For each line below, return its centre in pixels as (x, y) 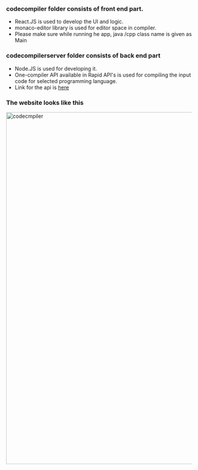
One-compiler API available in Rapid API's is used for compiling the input (103, 75)
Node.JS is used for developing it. (56, 68)
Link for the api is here (42, 87)
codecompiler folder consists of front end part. (75, 9)
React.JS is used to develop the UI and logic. (69, 22)
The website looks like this (45, 102)
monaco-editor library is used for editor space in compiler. (85, 28)
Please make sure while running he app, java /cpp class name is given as (103, 34)
